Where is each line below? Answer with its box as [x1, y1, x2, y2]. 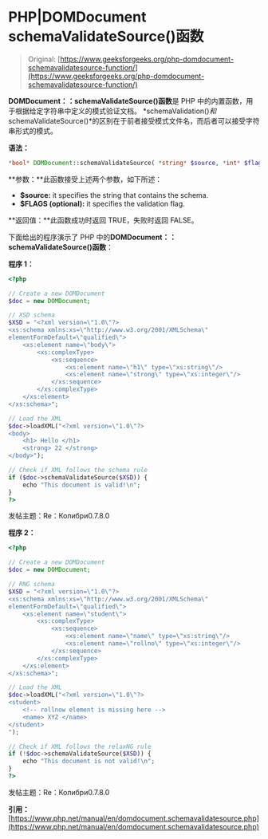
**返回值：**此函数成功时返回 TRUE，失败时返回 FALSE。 [8, 215, 199, 225]
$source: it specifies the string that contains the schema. [19, 190, 209, 199]
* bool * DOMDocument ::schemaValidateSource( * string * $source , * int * [8, 159, 241, 167]
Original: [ [27, 54, 61, 64]
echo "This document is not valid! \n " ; [22, 758, 156, 766]
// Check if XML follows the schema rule [8, 467, 148, 475]
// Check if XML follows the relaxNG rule [8, 742, 152, 750]
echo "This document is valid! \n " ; [22, 481, 141, 489]
